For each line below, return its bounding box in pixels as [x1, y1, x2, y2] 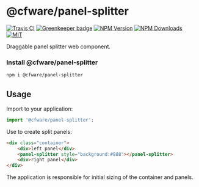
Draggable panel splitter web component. [6, 43, 111, 50]
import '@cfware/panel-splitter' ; [6, 117, 95, 123]
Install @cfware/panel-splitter [6, 58, 98, 67]
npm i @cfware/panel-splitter [6, 72, 84, 78]
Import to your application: [6, 105, 73, 112]
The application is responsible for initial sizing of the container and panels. [6, 174, 194, 181]
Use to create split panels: [6, 128, 72, 135]
